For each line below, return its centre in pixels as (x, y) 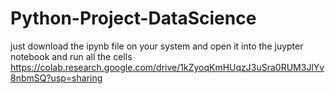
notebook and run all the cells (71, 56)
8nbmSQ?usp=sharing (56, 78)
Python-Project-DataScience (133, 18)
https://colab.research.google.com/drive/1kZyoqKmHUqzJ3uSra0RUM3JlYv (167, 67)
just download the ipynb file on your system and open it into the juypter (157, 46)
